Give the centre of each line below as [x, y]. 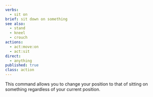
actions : [14, 42]
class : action [20, 70]
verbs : [12, 10]
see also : [15, 24]
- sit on [19, 14]
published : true [22, 65]
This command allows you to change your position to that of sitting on [76, 84]
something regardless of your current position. [53, 89]
